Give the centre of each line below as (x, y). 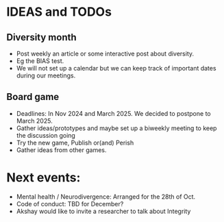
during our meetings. (46, 75)
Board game (33, 97)
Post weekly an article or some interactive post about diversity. (105, 53)
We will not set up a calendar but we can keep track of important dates (116, 68)
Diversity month (41, 37)
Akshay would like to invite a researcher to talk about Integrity (103, 211)
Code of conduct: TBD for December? (70, 203)
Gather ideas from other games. (61, 150)
